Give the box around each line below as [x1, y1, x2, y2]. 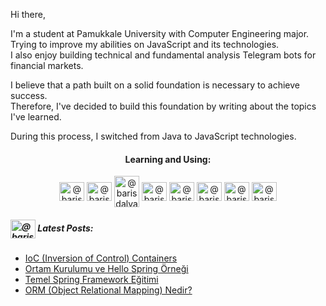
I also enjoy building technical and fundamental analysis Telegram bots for [10, 49, 317, 61]
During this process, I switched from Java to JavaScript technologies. [10, 130, 297, 142]
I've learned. [10, 111, 62, 123]
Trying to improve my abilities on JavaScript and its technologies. [10, 39, 280, 50]
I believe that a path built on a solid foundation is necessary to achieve [10, 79, 300, 91]
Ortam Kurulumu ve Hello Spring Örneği [24, 263, 189, 275]
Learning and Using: [124, 153, 212, 165]
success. [10, 90, 48, 101]
